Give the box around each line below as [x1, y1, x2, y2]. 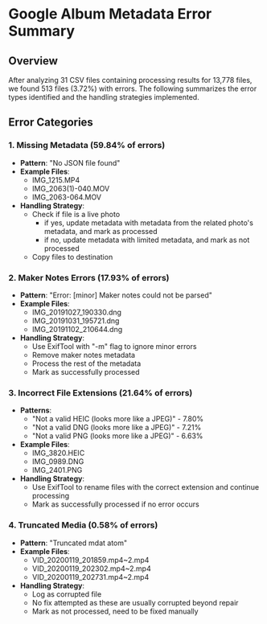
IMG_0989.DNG [31, 457, 84, 466]
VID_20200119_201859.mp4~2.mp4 [31, 555, 150, 564]
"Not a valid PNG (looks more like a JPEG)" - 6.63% [31, 431, 203, 441]
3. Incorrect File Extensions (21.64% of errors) [8, 387, 193, 398]
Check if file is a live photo [31, 209, 121, 219]
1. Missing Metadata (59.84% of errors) [8, 140, 166, 151]
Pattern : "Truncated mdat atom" [19, 538, 128, 548]
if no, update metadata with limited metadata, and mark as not [43, 235, 250, 244]
